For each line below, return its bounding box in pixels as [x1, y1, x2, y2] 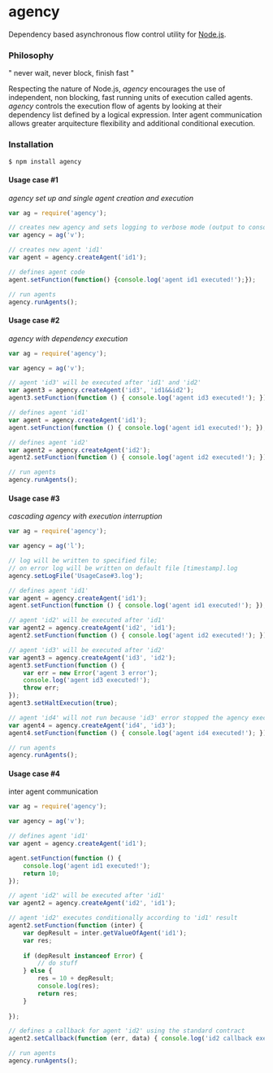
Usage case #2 [8, 316, 60, 326]
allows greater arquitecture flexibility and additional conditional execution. [8, 119, 256, 129]
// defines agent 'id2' [8, 438, 89, 446]
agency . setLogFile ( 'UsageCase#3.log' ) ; [8, 572, 144, 580]
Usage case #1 [8, 175, 58, 185]
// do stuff [37, 959, 79, 967]
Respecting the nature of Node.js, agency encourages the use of [8, 84, 226, 94]
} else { [23, 967, 53, 975]
